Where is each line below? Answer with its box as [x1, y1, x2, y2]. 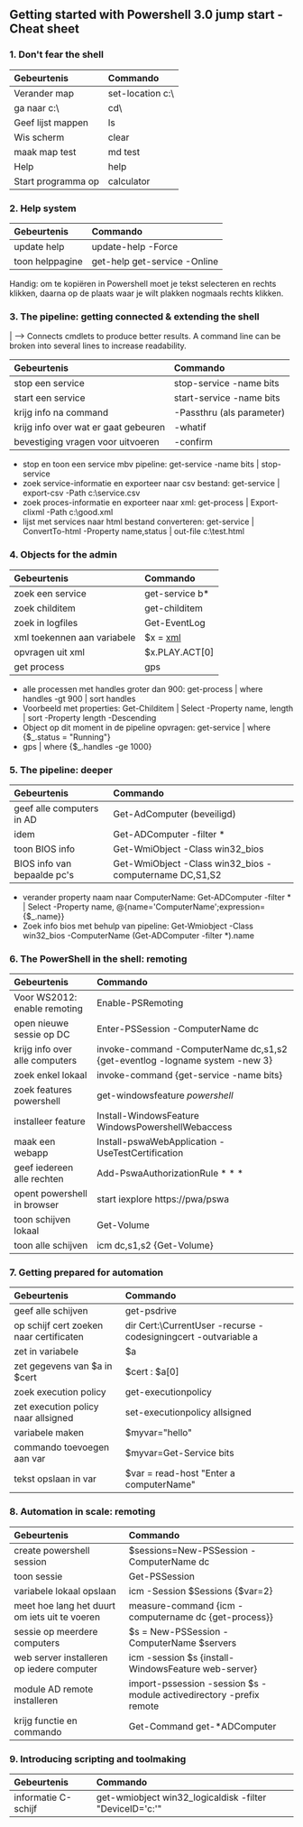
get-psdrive [124, 1305, 178, 1317]
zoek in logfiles [14, 616, 78, 629]
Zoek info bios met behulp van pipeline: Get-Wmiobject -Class [22, 920, 254, 931]
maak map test [14, 145, 77, 158]
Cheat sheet [9, 22, 79, 37]
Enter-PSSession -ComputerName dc [96, 1023, 260, 1036]
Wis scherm [14, 131, 65, 143]
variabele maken [14, 1426, 84, 1439]
